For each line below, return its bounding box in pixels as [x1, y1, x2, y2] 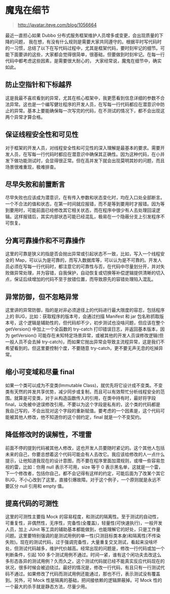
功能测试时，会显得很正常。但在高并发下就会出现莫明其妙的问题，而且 [18, 157, 165, 163]
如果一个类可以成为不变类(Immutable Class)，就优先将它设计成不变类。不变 [5, 382, 163, 388]
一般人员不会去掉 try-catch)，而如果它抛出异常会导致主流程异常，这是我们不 [5, 339, 165, 345]
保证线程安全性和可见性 [5, 130, 78, 139]
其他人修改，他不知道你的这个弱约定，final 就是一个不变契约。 [14, 414, 144, 420]
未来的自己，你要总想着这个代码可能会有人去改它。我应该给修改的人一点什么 [5, 451, 165, 457]
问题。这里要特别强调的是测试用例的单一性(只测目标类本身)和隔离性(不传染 [5, 532, 161, 539]
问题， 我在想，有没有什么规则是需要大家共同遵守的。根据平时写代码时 [14, 39, 162, 45]
